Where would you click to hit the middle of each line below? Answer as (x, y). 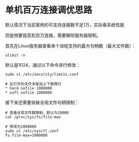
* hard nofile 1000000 (29, 88)
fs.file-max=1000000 (27, 135)
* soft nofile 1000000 (29, 93)
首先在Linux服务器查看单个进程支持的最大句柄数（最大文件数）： (70, 46)
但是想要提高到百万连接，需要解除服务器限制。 (53, 35)
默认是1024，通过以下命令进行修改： (43, 65)
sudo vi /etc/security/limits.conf (42, 74)
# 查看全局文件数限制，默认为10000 (37, 113)
